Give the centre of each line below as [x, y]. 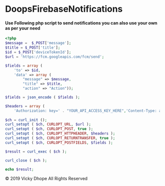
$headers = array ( [25, 106]
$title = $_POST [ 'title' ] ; [33, 48]
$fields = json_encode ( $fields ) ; [42, 97]
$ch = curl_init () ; [26, 120]
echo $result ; [20, 169]
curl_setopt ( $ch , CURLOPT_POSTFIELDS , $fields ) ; [59, 143]
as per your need [23, 28]
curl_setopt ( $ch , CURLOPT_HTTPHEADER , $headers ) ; [60, 133]
